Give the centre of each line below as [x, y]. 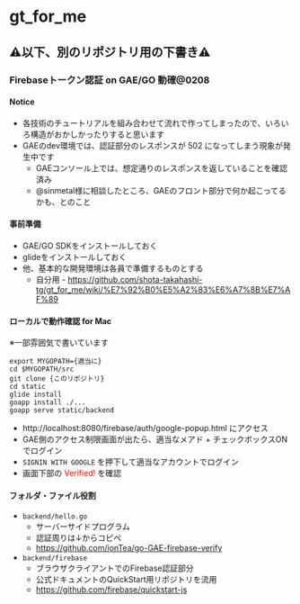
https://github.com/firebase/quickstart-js [111, 590]
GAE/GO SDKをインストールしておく [90, 246]
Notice [22, 102]
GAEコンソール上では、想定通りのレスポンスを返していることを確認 [162, 167]
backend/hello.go [55, 517]
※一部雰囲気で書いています [59, 343]
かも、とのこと [63, 202]
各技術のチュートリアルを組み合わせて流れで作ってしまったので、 [144, 122]
